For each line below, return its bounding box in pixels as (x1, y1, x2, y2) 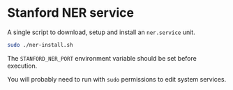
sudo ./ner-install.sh (7, 41, 73, 48)
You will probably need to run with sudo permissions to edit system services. (7, 75, 227, 83)
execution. (7, 61, 38, 70)
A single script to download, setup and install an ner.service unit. (7, 28, 195, 36)
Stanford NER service (7, 5, 135, 21)
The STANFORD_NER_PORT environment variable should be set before (7, 54, 197, 62)
